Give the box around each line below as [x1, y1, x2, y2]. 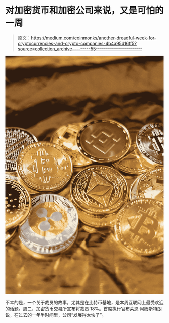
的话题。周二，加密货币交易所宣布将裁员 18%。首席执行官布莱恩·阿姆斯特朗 [5, 305, 162, 312]
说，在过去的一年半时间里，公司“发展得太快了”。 [5, 312, 107, 318]
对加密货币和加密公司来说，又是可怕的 [5, 5, 164, 16]
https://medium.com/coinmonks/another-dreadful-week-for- [31, 35, 157, 41]
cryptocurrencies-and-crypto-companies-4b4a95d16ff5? [17, 40, 137, 46]
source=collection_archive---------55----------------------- [17, 46, 142, 52]
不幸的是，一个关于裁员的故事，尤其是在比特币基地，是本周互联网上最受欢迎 [5, 299, 164, 305]
